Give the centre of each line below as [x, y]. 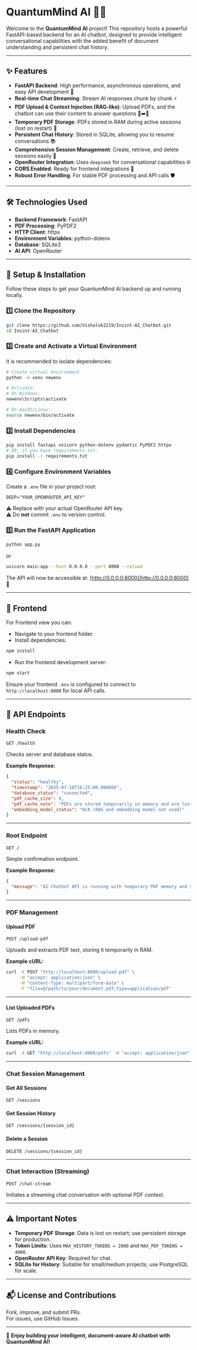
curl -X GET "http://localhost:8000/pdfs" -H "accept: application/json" [98, 1053]
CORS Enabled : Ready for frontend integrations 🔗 [74, 169]
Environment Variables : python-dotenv [62, 238]
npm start [18, 673]
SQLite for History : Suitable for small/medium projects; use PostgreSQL [101, 1264]
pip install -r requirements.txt [47, 456]
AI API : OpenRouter [38, 250]
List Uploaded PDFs [30, 1008]
